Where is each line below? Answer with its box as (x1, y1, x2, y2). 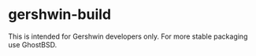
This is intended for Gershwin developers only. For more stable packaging (8, 32, 248, 41)
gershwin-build (8, 6, 112, 24)
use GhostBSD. (8, 39, 58, 49)
